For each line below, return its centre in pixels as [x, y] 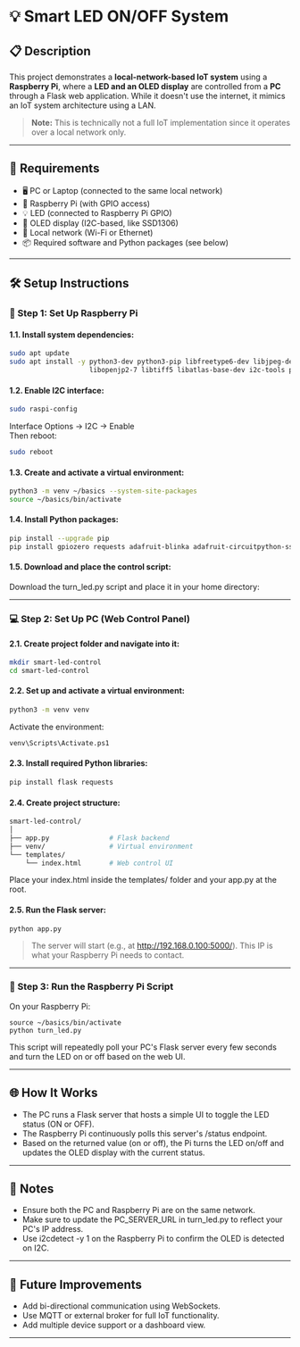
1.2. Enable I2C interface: [57, 390]
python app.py [36, 929]
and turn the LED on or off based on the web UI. [97, 1056]
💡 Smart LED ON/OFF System [119, 17]
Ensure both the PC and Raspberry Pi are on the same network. [139, 1210]
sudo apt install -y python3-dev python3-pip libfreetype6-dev [129, 362]
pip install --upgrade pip [59, 539]
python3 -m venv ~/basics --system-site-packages [104, 491]
